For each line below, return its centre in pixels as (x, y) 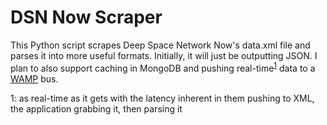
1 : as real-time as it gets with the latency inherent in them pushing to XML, (162, 98)
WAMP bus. (34, 78)
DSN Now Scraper (86, 17)
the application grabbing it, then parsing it (96, 108)
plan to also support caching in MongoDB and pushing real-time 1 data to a (163, 67)
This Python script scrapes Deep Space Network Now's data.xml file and (160, 45)
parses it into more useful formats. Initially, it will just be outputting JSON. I (164, 55)
